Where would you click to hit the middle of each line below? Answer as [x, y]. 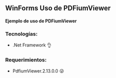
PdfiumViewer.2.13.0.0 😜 [38, 71]
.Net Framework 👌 [32, 45]
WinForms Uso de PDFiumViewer [58, 8]
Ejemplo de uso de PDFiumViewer [41, 21]
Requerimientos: [26, 60]
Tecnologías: [21, 33]
